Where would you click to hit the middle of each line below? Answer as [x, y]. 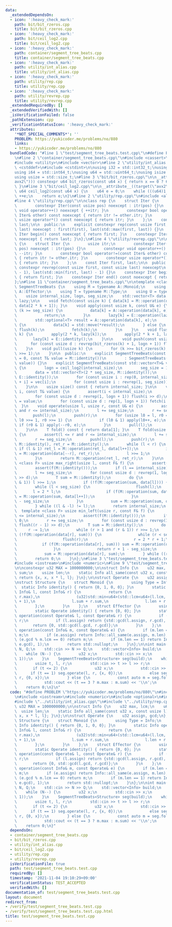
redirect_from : [21, 902]
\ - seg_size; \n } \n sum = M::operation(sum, [89, 501]
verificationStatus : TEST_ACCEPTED [48, 883]
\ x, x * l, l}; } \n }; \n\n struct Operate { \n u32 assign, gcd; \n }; [91, 716]
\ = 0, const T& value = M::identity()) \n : [71, 358]
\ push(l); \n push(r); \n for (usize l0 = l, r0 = [91, 416]
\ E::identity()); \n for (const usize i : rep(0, [77, 378]
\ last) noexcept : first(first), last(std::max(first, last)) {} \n [89, 230]
